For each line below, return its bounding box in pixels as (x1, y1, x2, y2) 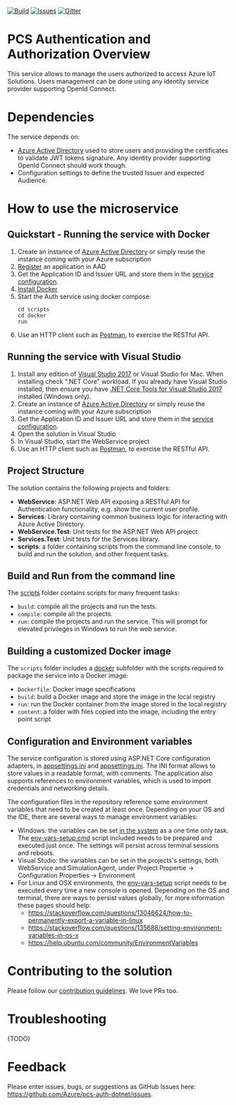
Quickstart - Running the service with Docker (7, 229, 210, 241)
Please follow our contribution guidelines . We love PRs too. (7, 986, 178, 994)
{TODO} (7, 1034, 31, 1042)
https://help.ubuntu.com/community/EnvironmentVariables (27, 938, 199, 947)
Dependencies (7, 109, 94, 125)
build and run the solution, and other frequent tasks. (17, 549, 169, 558)
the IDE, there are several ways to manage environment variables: (7, 812, 199, 820)
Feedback (7, 1059, 67, 1075)
